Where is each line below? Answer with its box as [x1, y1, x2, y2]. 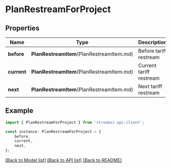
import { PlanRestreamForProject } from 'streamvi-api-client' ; [5, 120, 145, 125]
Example [5, 107, 34, 115]
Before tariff [138, 47, 167, 54]
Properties [5, 24, 40, 32]
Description [138, 39, 167, 46]
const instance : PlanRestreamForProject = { [5, 129, 101, 134]
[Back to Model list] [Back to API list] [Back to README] [5, 157, 122, 163]
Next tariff [138, 83, 162, 90]
